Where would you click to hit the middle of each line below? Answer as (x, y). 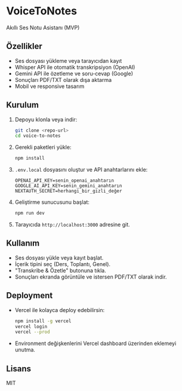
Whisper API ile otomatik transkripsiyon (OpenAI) (75, 67)
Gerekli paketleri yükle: (43, 147)
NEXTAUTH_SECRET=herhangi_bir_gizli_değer (68, 191)
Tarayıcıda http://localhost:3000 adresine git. (72, 225)
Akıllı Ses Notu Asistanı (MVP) (43, 28)
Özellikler (24, 46)
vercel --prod (32, 332)
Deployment (30, 296)
